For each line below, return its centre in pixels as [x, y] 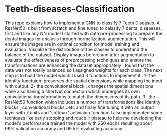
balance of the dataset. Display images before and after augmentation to [80, 54]
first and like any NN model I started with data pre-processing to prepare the [84, 33]
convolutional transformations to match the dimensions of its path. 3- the [80, 97]
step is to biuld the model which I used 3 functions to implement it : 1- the [81, 75]
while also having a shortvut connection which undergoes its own [73, 91]
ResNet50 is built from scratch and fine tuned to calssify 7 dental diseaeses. [83, 28]
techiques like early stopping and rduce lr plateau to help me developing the [83, 118]
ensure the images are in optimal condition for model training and [72, 44]
